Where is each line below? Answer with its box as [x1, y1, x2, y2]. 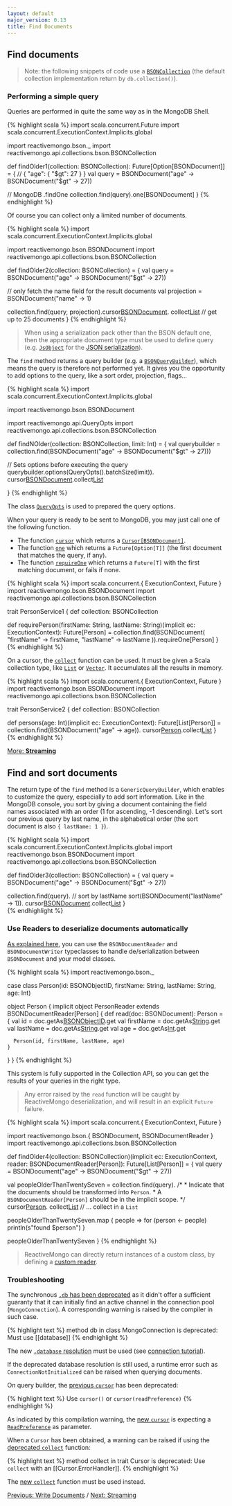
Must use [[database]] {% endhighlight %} [7, 1333, 128, 1341]
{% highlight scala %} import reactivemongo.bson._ [7, 968, 154, 976]
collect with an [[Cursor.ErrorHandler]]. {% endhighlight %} [7, 1464, 179, 1472]
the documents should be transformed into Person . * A [7, 1187, 162, 1196]
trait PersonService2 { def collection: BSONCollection [7, 705, 160, 714]
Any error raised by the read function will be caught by [24, 1090, 180, 1098]
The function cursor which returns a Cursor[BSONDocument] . [17, 536, 186, 544]
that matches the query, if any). [17, 551, 107, 560]
